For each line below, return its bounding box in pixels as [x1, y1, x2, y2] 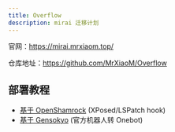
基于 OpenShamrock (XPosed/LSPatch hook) [19, 105, 166, 115]
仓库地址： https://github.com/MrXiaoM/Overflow [8, 58, 167, 68]
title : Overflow [8, 11, 61, 20]
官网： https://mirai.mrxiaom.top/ [8, 41, 114, 51]
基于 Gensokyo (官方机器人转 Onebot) [19, 115, 143, 125]
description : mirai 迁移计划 [8, 19, 99, 27]
